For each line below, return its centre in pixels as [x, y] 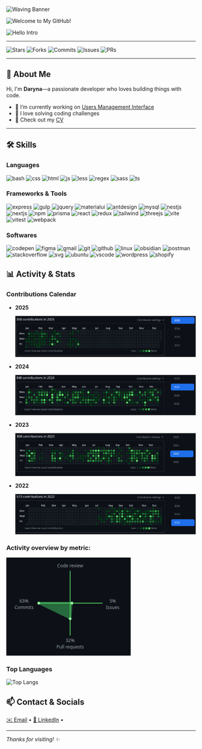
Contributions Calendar [41, 295]
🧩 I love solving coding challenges [57, 113]
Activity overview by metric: [49, 548]
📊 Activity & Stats [41, 274]
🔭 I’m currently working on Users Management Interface [84, 107]
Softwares [22, 235]
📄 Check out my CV [39, 120]
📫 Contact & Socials [45, 702]
